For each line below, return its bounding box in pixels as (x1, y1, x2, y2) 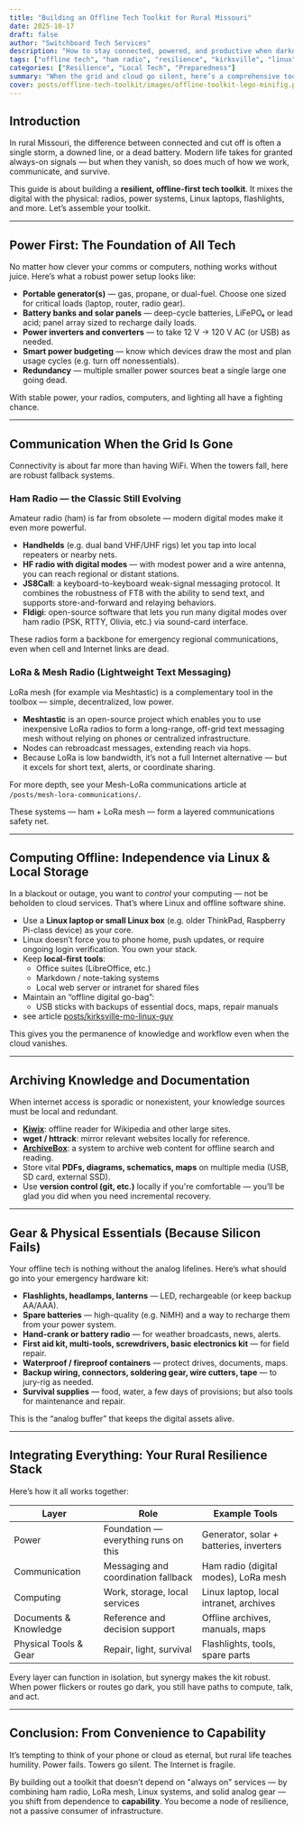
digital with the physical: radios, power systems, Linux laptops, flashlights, (9, 193, 285, 204)
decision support (103, 1622, 176, 1635)
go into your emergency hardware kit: (9, 1273, 149, 1284)
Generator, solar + (201, 1527, 280, 1540)
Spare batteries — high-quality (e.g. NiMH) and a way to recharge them (22, 1309, 290, 1321)
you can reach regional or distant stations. (22, 569, 179, 580)
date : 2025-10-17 (9, 22, 75, 31)
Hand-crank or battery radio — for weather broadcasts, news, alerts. (22, 1329, 281, 1340)
